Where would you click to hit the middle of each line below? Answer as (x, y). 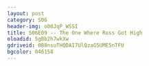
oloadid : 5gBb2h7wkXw (38, 39)
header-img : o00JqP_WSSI (43, 26)
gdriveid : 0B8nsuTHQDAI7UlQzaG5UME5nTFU (66, 45)
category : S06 (27, 20)
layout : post (26, 13)
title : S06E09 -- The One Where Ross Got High (75, 33)
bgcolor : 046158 (30, 52)
